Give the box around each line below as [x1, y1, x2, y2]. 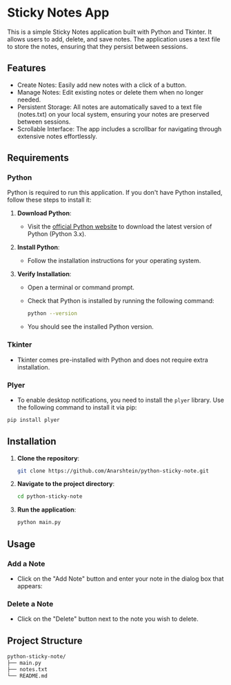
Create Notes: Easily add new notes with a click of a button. [17, 81, 187, 89]
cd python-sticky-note [17, 493, 83, 500]
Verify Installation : [17, 270, 72, 278]
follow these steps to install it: [7, 195, 92, 204]
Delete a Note [7, 599, 54, 608]
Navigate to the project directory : [17, 480, 115, 488]
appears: [17, 581, 43, 590]
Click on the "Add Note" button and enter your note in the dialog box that [17, 575, 224, 583]
